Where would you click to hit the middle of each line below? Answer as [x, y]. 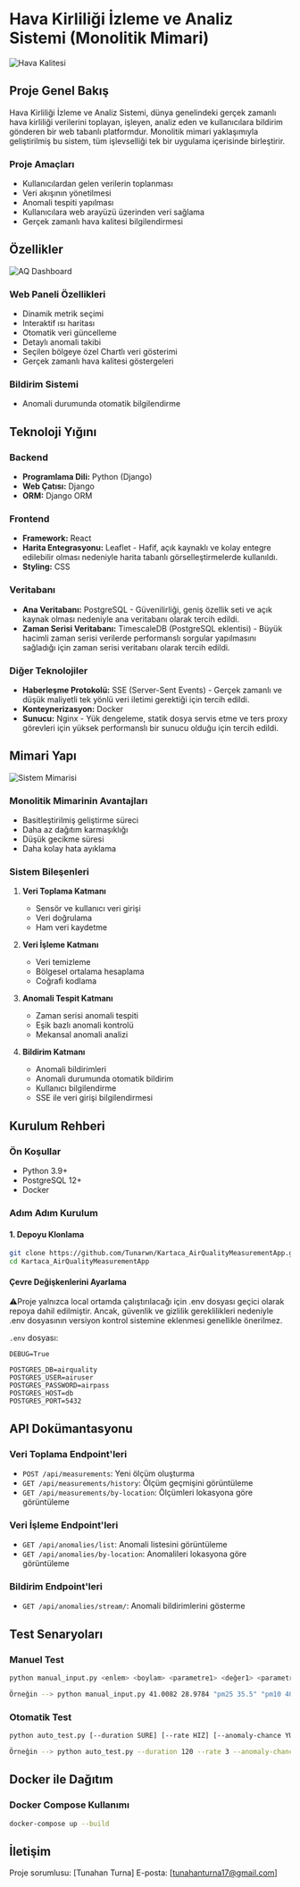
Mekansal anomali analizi [82, 1035]
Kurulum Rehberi [57, 1126]
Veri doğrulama [63, 918]
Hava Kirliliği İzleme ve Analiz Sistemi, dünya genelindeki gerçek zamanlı [143, 113]
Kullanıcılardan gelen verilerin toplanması [98, 184]
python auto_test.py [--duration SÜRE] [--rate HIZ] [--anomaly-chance [145, 1736]
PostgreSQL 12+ [52, 1180]
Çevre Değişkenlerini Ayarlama [68, 1281]
